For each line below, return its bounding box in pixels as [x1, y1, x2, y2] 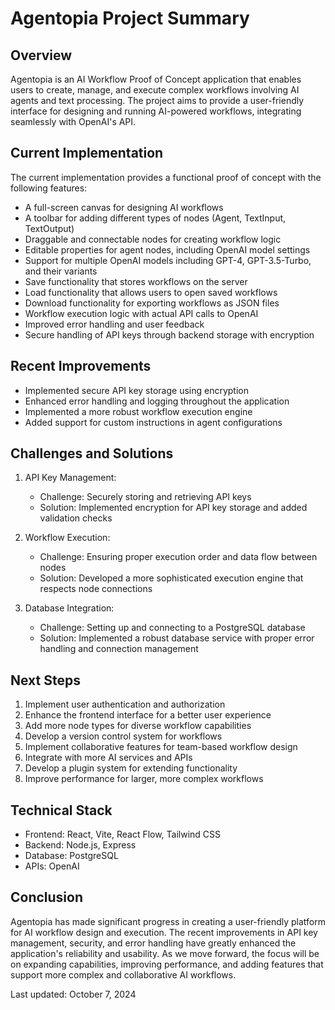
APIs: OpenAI [24, 860, 80, 872]
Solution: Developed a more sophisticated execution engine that [39, 572, 304, 584]
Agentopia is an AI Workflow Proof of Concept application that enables [10, 73, 302, 85]
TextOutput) [24, 222, 75, 234]
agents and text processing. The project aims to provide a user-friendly [10, 95, 305, 106]
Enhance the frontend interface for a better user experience [24, 709, 272, 721]
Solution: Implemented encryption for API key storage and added [39, 502, 308, 514]
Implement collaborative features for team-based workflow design [24, 741, 298, 753]
